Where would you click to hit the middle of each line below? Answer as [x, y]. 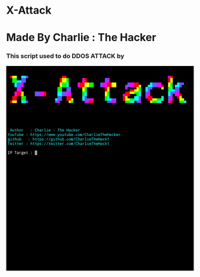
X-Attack [29, 10]
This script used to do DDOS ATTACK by [65, 56]
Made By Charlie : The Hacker [81, 38]
